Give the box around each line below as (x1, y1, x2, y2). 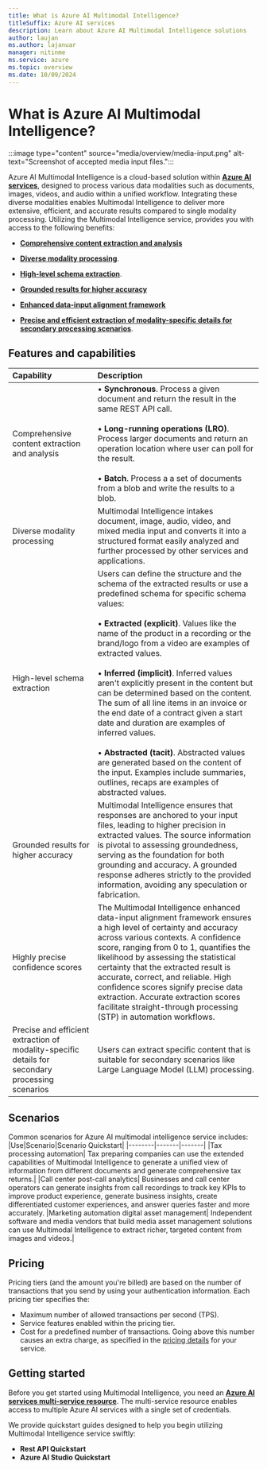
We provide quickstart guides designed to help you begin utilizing (8, 1420, 223, 1429)
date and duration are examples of (97, 717, 226, 728)
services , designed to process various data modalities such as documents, (8, 180, 254, 190)
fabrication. (97, 890, 141, 901)
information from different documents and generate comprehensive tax (8, 1166, 242, 1176)
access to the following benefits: (8, 223, 115, 232)
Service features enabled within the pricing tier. (19, 1319, 176, 1328)
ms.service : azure (8, 56, 69, 64)
